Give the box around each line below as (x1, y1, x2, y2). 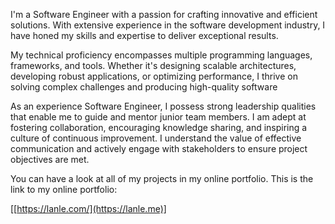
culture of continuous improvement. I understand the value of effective (10, 132, 302, 144)
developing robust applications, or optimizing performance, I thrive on (10, 70, 298, 82)
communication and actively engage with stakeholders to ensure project (10, 143, 308, 154)
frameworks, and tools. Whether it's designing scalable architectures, (10, 60, 297, 71)
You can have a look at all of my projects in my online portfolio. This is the (10, 173, 314, 184)
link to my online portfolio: (10, 184, 118, 195)
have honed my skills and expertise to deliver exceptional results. (10, 30, 279, 41)
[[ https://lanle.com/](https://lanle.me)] (10, 203, 167, 214)
